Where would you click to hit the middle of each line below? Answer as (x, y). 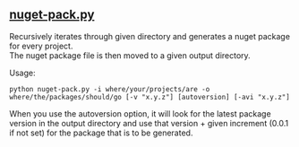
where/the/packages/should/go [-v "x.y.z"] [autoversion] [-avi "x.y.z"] (150, 97)
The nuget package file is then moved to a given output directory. (130, 55)
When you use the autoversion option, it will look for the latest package (140, 113)
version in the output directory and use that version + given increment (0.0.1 (149, 123)
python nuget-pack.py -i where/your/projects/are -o (110, 89)
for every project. (41, 46)
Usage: (22, 73)
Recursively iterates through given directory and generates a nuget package (150, 36)
